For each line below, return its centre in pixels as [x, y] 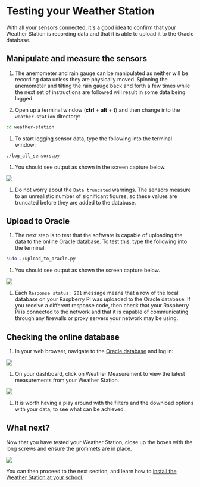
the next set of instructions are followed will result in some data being [100, 92]
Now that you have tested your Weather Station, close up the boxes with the [99, 442]
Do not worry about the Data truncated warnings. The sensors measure [103, 190]
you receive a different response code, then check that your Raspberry [102, 306]
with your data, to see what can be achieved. [70, 409]
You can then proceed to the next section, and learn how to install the [91, 471]
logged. [24, 98]
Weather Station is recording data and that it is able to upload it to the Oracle [100, 33]
